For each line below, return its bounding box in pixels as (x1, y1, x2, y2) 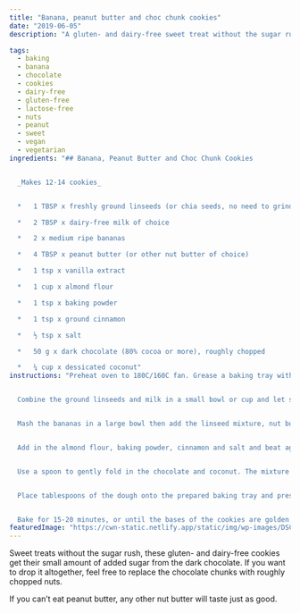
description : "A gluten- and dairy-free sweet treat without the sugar (9, 29, 281, 38)
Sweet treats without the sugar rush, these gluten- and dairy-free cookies (9, 548, 280, 558)
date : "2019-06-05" (9, 21, 82, 30)
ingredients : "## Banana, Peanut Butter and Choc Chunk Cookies (9, 154, 254, 163)
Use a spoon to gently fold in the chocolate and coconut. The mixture (17, 466, 290, 476)
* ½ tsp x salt (17, 331, 82, 340)
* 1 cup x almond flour (17, 282, 114, 291)
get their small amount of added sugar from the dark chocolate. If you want (9, 558, 286, 568)
